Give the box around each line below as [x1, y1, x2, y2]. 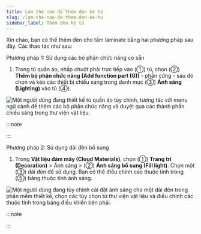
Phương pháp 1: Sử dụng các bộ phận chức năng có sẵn [6, 54, 145, 62]
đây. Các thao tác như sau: [6, 42, 73, 50]
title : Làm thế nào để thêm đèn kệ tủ [6, 8, 103, 15]
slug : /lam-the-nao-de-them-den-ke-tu [6, 14, 103, 20]
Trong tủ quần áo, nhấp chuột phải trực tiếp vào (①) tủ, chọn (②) [14, 66, 180, 73]
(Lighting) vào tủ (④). [14, 85, 71, 92]
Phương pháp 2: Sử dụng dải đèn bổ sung [6, 144, 109, 151]
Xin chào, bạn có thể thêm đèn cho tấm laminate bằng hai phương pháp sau [6, 37, 194, 44]
